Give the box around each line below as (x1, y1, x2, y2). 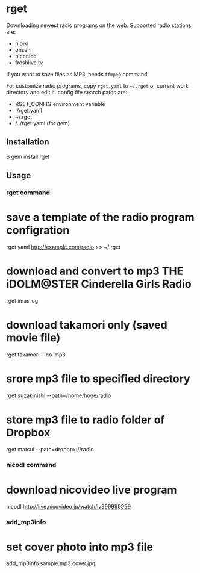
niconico (14, 52, 37, 60)
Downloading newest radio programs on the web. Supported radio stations (6, 22, 192, 29)
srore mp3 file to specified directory (6, 372, 191, 386)
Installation (6, 137, 49, 147)
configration (6, 223, 70, 237)
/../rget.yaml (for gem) (14, 119, 70, 126)
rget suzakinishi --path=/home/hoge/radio (6, 392, 111, 399)
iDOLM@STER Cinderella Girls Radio (6, 277, 192, 291)
